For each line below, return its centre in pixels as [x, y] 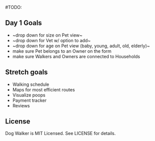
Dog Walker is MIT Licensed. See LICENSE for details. [60, 133]
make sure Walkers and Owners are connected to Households [76, 56]
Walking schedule [31, 84]
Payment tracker [29, 100]
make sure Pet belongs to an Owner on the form [62, 51]
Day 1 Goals [24, 23]
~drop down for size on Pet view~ [47, 35]
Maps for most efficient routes [43, 89]
